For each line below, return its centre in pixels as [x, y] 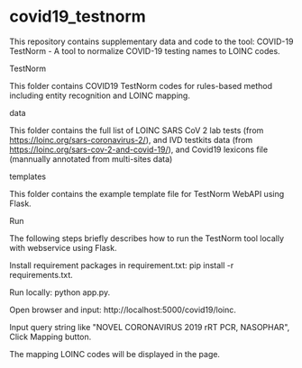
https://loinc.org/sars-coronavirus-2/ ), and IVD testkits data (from [131, 139]
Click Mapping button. [50, 337]
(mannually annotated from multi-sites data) [91, 158]
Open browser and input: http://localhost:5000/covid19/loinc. [123, 310]
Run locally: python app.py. [60, 292]
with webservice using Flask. [63, 247]
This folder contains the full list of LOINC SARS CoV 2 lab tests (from [137, 130]
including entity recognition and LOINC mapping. [100, 95]
